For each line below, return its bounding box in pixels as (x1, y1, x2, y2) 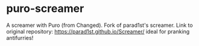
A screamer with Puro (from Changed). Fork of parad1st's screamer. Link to (6, 22, 193, 29)
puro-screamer (6, 2, 84, 16)
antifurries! (6, 34, 34, 41)
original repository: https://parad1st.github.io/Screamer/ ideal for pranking (6, 27, 190, 35)
